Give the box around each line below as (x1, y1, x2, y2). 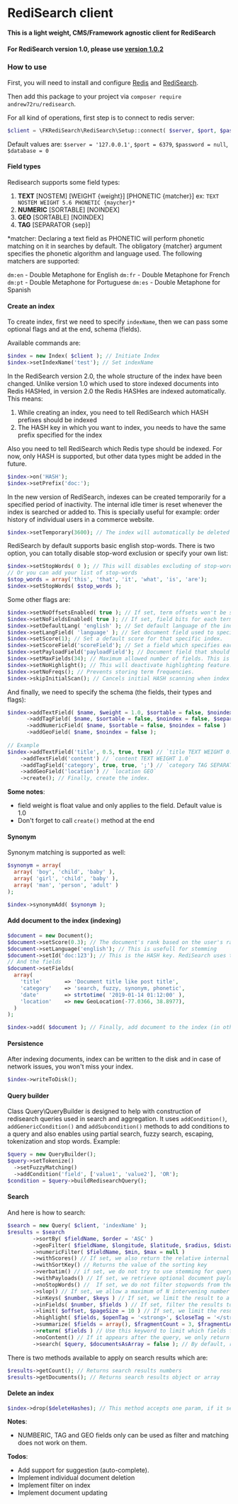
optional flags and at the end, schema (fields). (7, 325, 142, 334)
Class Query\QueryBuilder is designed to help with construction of (7, 1107, 201, 1116)
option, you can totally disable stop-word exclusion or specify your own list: (7, 549, 229, 557)
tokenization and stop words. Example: (7, 1137, 120, 1146)
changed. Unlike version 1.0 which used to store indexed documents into (7, 379, 220, 387)
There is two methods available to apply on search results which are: (7, 1353, 208, 1362)
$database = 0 (7, 147, 50, 154)
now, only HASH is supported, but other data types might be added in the (7, 452, 222, 460)
